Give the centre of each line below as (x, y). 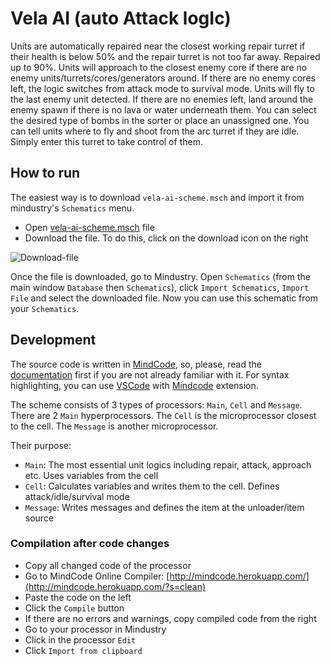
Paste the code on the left (78, 597)
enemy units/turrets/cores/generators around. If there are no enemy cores (163, 78)
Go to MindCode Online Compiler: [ (97, 576)
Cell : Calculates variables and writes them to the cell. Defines (152, 486)
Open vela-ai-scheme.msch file (89, 227)
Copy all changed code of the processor (108, 565)
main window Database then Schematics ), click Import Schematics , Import (160, 287)
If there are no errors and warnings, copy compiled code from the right (170, 618)
